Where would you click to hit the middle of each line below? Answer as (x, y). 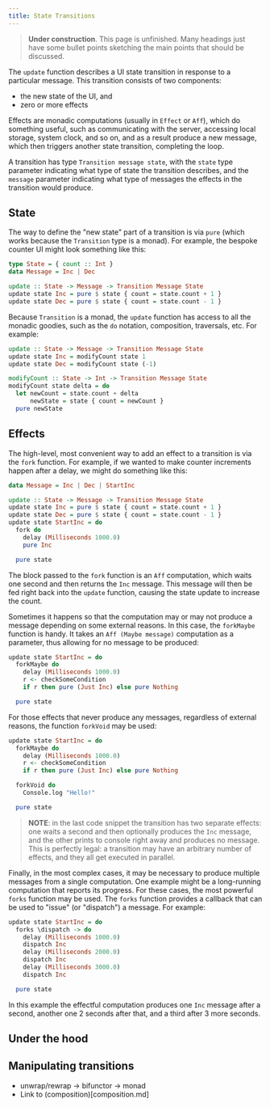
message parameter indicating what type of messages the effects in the (125, 179)
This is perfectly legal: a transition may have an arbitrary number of (140, 848)
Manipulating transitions (71, 1066)
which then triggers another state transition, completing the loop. (116, 146)
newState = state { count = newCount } (96, 401)
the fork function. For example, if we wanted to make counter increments (130, 462)
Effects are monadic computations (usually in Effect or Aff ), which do (124, 120)
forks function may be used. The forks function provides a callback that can (135, 898)
